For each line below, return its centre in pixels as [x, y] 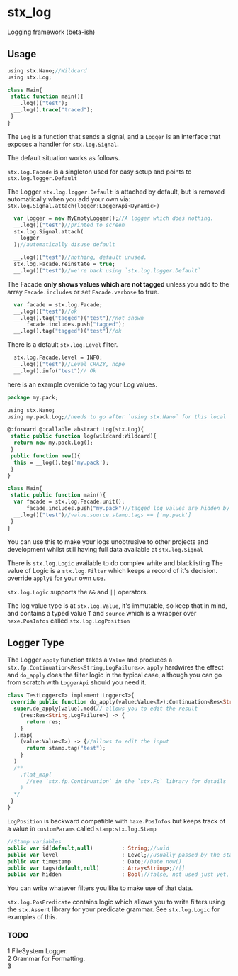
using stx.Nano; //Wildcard [47, 71]
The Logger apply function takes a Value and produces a [90, 660]
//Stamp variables [34, 842]
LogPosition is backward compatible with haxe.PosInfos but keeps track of [117, 821]
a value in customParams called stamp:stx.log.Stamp [82, 829]
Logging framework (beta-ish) [51, 32]
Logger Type [36, 643]
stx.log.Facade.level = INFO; [58, 358]
